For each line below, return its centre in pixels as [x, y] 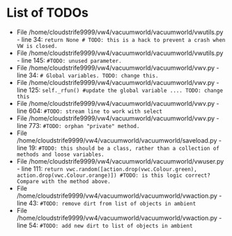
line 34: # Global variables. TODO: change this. [87, 75]
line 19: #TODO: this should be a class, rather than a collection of [118, 148]
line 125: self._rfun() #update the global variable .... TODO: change [120, 90]
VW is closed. [37, 46]
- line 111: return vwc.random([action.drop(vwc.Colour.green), [107, 168]
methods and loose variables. [61, 155]
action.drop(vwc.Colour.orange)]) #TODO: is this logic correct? [113, 175]
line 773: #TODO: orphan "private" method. [78, 125]
